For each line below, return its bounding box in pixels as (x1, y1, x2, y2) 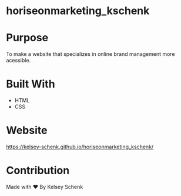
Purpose (6, 31, 49, 45)
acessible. (6, 57, 31, 64)
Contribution (6, 164, 70, 177)
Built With (6, 78, 55, 91)
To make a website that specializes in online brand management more (6, 51, 175, 58)
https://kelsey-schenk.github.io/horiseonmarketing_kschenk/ (6, 143, 154, 150)
